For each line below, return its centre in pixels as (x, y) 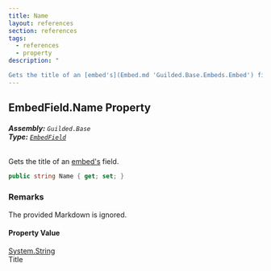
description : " (34, 61)
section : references (43, 31)
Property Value (34, 233)
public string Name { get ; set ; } (67, 177)
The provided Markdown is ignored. (68, 215)
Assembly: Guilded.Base (50, 128)
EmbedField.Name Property (80, 108)
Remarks (26, 197)
